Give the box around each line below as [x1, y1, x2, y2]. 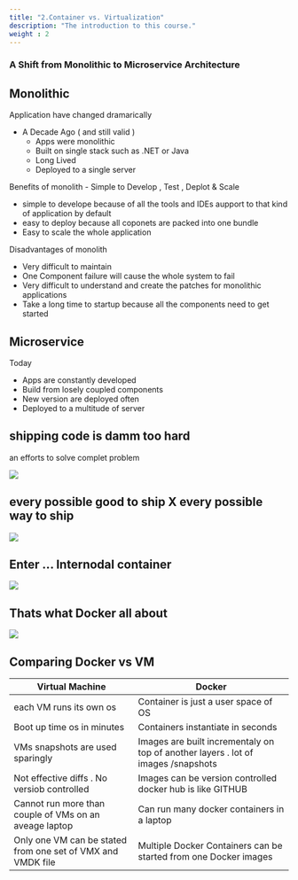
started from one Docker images [137, 850, 273, 862]
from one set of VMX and [13, 845, 119, 857]
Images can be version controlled [137, 772, 278, 784]
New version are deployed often [21, 393, 140, 404]
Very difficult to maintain [21, 261, 113, 272]
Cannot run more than [13, 797, 106, 809]
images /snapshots [137, 757, 217, 769]
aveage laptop [13, 819, 74, 831]
